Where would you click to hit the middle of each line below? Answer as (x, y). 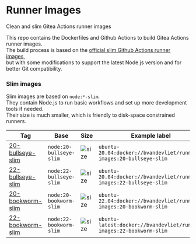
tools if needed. (25, 109)
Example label (151, 136)
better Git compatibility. (34, 68)
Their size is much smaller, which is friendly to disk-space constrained (90, 115)
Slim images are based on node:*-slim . (53, 96)
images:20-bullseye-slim (133, 159)
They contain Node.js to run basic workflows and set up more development (97, 103)
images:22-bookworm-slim (133, 231)
